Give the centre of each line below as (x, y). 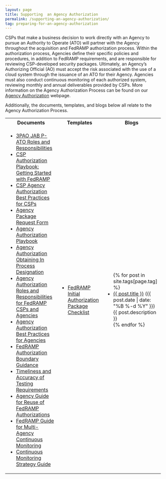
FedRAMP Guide (35, 421)
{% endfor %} (129, 325)
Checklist (79, 312)
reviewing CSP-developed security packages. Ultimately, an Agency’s (76, 64)
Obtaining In (30, 260)
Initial (74, 294)
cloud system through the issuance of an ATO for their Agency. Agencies (79, 74)
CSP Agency (31, 185)
